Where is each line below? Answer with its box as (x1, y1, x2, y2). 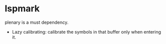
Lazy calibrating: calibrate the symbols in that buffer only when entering (12, 29, 161, 35)
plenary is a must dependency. (5, 19, 69, 25)
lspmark (5, 3, 40, 14)
